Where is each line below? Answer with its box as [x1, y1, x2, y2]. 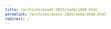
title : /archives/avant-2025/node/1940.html [5, 7, 98, 12]
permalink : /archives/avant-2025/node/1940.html [5, 12, 107, 17]
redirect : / [5, 16, 29, 21]
